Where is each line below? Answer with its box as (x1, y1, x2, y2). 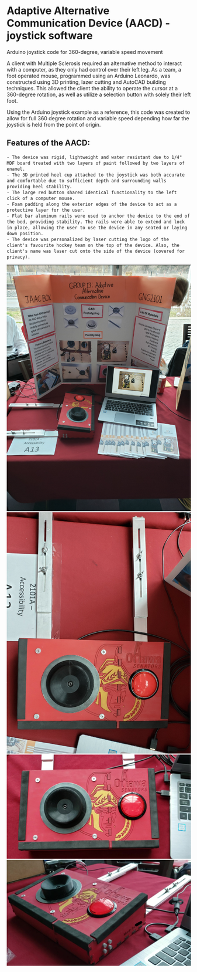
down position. (6, 231, 44, 236)
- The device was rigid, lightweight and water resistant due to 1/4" (6, 154, 182, 160)
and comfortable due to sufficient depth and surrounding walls (6, 178, 167, 184)
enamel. (6, 166, 26, 172)
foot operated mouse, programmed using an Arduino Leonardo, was (6, 72, 171, 79)
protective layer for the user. (6, 207, 85, 213)
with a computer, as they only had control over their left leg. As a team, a (6, 66, 182, 73)
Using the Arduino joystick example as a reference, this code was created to (6, 109, 191, 116)
